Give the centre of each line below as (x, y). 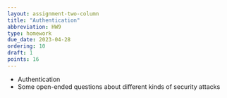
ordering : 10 (26, 46)
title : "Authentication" (44, 20)
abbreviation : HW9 (34, 27)
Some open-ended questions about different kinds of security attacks (119, 86)
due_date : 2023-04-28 (39, 40)
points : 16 (23, 59)
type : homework (30, 33)
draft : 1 (20, 53)
